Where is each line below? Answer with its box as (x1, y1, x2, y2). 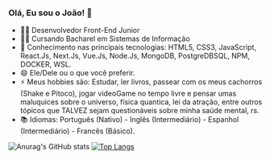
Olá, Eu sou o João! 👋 (8, 7, 93, 18)
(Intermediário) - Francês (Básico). (19, 126, 135, 136)
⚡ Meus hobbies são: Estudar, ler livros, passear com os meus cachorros (19, 77, 263, 87)
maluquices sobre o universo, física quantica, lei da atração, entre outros (19, 97, 263, 107)
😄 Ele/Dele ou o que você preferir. (19, 68, 135, 78)
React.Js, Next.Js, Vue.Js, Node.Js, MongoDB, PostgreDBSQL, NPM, (19, 51, 250, 61)
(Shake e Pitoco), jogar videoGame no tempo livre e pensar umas (19, 88, 237, 99)
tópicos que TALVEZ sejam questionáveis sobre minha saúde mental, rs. (19, 106, 260, 116)
